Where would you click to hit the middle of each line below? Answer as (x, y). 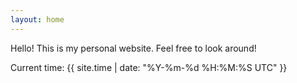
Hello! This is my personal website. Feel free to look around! (133, 48)
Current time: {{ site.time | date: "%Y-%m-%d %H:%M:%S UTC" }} (149, 67)
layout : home (37, 19)
